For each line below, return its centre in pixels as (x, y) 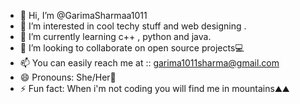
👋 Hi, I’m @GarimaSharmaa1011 (83, 15)
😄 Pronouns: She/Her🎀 (68, 77)
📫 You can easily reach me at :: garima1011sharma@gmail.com (149, 63)
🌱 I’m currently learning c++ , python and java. (115, 36)
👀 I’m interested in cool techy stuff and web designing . (133, 26)
